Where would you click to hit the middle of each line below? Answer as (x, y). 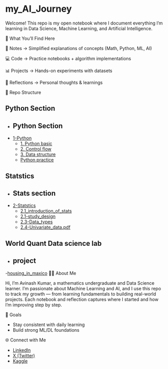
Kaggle (20, 361)
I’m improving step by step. (34, 305)
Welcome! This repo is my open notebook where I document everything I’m (84, 23)
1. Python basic (36, 144)
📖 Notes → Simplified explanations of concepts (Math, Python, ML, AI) (79, 48)
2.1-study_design (38, 216)
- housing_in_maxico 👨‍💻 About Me (41, 273)
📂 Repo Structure (23, 92)
